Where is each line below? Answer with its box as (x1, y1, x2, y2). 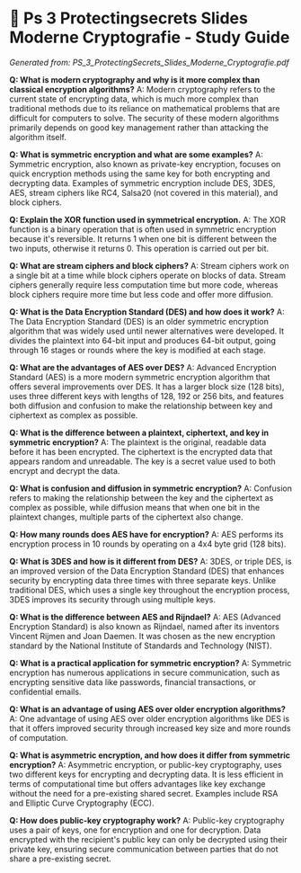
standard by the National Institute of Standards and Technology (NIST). (9, 640, 272, 651)
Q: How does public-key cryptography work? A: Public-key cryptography (9, 815, 285, 825)
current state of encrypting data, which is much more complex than (9, 94, 259, 104)
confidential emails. (9, 686, 82, 697)
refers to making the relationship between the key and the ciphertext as (9, 492, 274, 503)
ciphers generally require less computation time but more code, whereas (9, 279, 279, 290)
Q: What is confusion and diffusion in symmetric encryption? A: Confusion (9, 483, 292, 494)
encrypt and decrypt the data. (9, 465, 120, 476)
